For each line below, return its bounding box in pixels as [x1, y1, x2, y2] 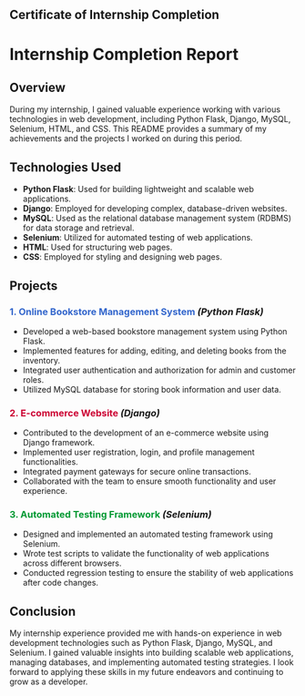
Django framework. [22, 437, 96, 448]
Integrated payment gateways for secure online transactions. [22, 466, 252, 477]
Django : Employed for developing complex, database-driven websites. [22, 203, 288, 214]
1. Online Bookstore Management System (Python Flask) [9, 305, 264, 318]
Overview [9, 79, 66, 95]
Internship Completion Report [9, 44, 239, 65]
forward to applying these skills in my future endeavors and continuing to [9, 667, 284, 678]
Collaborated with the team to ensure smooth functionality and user [22, 476, 277, 486]
